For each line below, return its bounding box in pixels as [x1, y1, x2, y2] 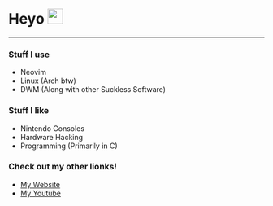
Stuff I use [8, 49, 50, 60]
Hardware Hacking [19, 132, 84, 142]
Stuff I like [8, 105, 50, 116]
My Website [19, 179, 61, 189]
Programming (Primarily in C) [19, 141, 118, 151]
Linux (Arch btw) [19, 76, 77, 85]
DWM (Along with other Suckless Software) [19, 85, 167, 94]
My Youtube [19, 188, 62, 198]
